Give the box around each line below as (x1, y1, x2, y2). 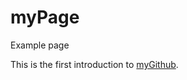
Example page (10, 39, 70, 51)
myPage (10, 6, 80, 29)
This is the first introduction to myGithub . (10, 58, 179, 70)
